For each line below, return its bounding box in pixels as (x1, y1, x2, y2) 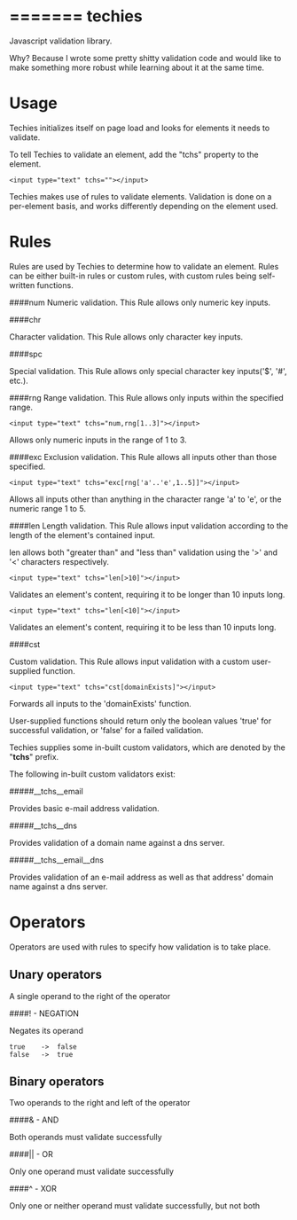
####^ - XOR (9, 1184, 58, 1194)
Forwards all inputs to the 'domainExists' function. (9, 698, 192, 708)
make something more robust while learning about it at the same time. (9, 62, 264, 73)
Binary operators (9, 1074, 105, 1089)
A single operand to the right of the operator (9, 990, 171, 1001)
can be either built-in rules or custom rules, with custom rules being (9, 270, 257, 281)
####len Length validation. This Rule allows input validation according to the (9, 520, 289, 531)
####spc (9, 348, 43, 359)
